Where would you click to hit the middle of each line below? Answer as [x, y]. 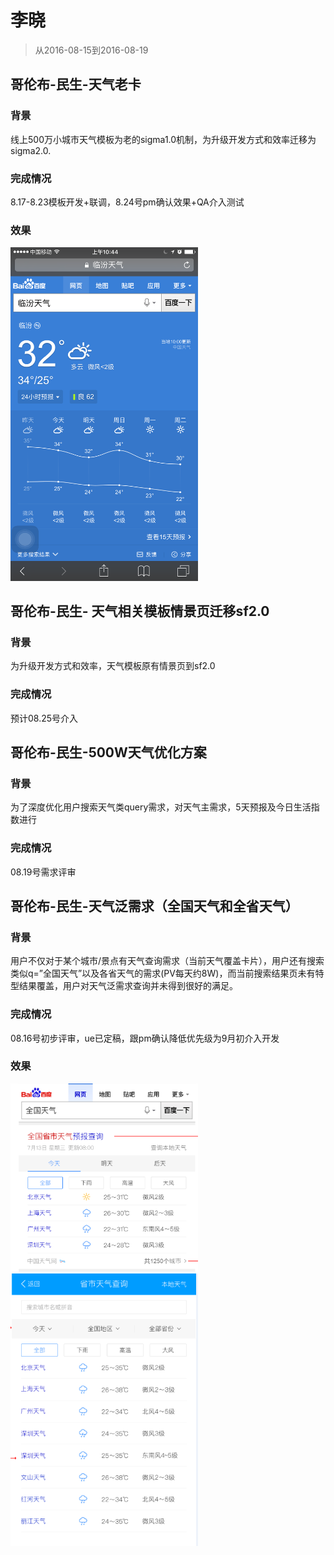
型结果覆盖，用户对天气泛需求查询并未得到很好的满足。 [124, 986]
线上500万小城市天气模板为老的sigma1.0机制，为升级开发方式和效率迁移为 [163, 139]
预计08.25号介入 [44, 718]
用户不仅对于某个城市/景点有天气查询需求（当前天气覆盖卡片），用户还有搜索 [167, 961]
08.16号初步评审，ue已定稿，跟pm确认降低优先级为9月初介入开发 [145, 1038]
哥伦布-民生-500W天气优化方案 [108, 752]
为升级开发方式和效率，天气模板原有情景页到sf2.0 [113, 666]
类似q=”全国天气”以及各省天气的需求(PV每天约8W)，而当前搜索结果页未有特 [167, 973]
